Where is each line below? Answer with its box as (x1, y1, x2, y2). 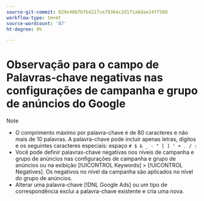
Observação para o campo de (6, 58, 159, 72)
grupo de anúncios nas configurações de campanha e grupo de (15, 155, 176, 162)
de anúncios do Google (6, 97, 126, 111)
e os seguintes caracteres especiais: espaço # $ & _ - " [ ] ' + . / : (15, 142, 197, 150)
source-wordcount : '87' (6, 20, 67, 26)
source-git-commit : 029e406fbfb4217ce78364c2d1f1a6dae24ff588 (6, 9, 168, 15)
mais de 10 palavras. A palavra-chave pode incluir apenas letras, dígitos (15, 135, 197, 143)
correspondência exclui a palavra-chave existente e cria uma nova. (15, 188, 184, 195)
